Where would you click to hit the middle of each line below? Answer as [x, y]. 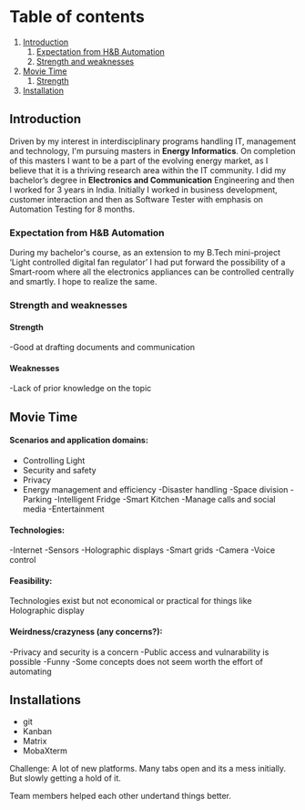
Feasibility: [31, 580]
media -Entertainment [63, 509]
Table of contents [77, 17]
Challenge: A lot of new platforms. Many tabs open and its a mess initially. [148, 769]
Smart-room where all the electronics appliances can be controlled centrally [152, 272]
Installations [46, 700]
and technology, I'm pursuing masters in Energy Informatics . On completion [152, 151]
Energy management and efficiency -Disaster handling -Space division [155, 489]
